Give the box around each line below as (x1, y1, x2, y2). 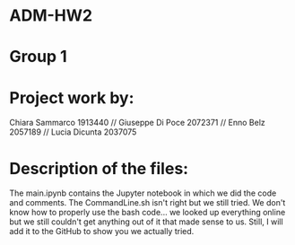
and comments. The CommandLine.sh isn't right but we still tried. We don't (9, 197, 286, 208)
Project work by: (9, 87, 134, 108)
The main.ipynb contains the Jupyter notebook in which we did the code (9, 188, 277, 198)
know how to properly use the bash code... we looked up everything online (9, 207, 286, 218)
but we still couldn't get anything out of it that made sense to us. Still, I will (9, 216, 284, 227)
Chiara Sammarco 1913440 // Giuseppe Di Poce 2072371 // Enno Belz (9, 118, 266, 128)
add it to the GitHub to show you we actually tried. (9, 226, 195, 237)
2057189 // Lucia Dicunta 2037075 (9, 127, 137, 137)
